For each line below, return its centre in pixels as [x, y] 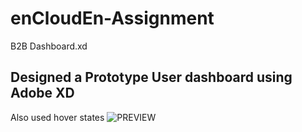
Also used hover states [57, 117]
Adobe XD [42, 93]
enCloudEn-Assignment [112, 18]
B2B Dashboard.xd [49, 46]
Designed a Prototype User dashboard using [151, 77]
